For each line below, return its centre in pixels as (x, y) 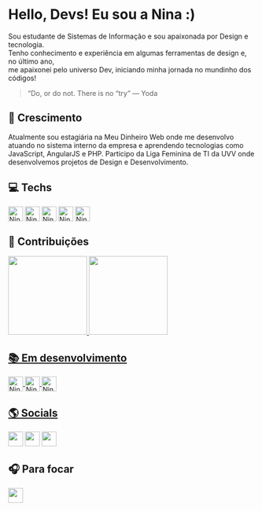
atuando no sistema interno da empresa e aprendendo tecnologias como (126, 145)
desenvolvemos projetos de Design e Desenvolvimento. (98, 162)
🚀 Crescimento (45, 118)
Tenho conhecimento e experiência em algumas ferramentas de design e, (127, 53)
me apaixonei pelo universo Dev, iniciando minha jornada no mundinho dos (130, 69)
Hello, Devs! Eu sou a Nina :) (102, 15)
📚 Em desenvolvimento (68, 358)
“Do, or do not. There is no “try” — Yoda (92, 93)
